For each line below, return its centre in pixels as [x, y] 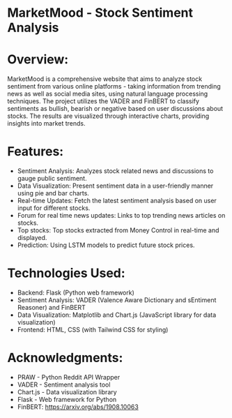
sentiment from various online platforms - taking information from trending [114, 87]
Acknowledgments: [65, 358]
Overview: [38, 60]
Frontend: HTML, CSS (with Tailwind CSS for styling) [93, 330]
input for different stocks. [54, 208]
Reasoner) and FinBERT [51, 307]
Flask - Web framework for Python [67, 399]
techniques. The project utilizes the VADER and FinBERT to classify [103, 101]
